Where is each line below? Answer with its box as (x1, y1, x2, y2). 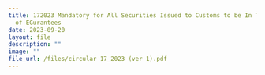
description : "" (8, 41, 62, 48)
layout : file (8, 33, 51, 41)
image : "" (8, 48, 41, 55)
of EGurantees (15, 19, 62, 27)
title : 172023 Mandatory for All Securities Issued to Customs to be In (8, 11, 252, 20)
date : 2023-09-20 (8, 26, 65, 34)
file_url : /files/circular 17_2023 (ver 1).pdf (8, 55, 168, 63)
